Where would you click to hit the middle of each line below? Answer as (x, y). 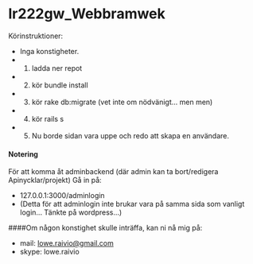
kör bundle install (60, 85)
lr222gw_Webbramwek (87, 14)
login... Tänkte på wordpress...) (71, 212)
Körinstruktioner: (36, 36)
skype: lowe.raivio (49, 252)
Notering (23, 154)
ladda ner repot (57, 68)
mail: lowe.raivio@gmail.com (66, 243)
